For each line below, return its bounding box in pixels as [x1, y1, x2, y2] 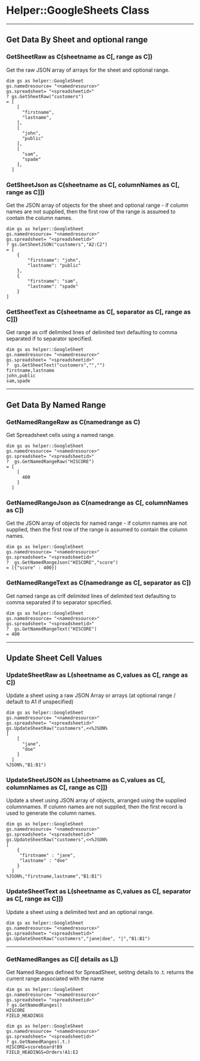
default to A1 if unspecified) [6, 698, 74, 705]
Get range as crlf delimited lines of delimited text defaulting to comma [6, 329, 177, 336]
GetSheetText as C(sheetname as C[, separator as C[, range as [6, 307, 191, 316]
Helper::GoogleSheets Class [6, 4, 150, 17]
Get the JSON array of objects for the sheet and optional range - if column [6, 201, 189, 209]
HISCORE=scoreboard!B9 [6, 1044, 62, 1050]
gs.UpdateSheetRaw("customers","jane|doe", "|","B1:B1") [6, 935, 151, 941]
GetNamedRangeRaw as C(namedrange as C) [6, 418, 141, 426]
